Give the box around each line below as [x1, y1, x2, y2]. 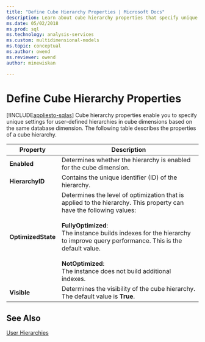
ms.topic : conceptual [6, 43, 62, 49]
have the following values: [61, 206, 136, 215]
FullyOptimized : [61, 221, 109, 230]
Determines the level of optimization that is [61, 191, 184, 199]
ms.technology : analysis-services [6, 32, 95, 38]
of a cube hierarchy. [6, 131, 57, 138]
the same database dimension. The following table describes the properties [6, 124, 196, 132]
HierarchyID [9, 177, 45, 186]
